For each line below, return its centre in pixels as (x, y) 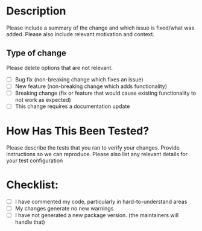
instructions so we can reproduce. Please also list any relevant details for (97, 154)
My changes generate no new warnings (64, 208)
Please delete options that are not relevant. (60, 68)
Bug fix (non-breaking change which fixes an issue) (79, 79)
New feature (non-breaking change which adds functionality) (91, 86)
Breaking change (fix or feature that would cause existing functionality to (106, 93)
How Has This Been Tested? (78, 131)
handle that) (30, 222)
